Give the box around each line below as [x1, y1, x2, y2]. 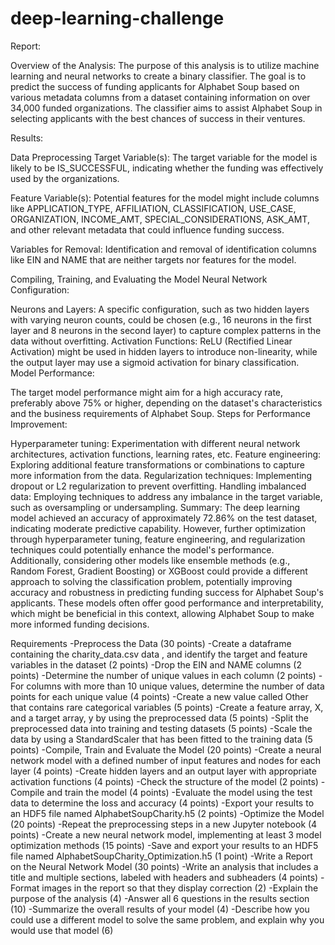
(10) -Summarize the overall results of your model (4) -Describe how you [10, 903, 310, 915]
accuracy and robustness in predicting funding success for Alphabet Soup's [10, 586, 324, 598]
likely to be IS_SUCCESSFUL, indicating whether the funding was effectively [10, 162, 324, 174]
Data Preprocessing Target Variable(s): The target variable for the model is [10, 151, 318, 163]
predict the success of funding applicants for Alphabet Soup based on [10, 80, 300, 92]
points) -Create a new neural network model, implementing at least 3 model [10, 828, 322, 841]
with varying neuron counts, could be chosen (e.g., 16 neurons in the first [10, 313, 312, 326]
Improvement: [10, 418, 68, 430]
